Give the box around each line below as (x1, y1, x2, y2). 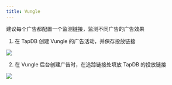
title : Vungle (6, 8, 41, 15)
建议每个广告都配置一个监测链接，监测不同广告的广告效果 (6, 25, 145, 32)
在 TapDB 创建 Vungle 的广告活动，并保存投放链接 (14, 37, 136, 44)
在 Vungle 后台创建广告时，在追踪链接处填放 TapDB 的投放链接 (14, 61, 167, 68)
